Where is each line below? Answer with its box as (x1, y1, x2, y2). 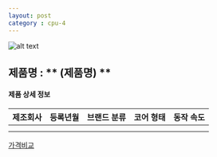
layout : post (8, 11, 52, 20)
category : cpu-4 (8, 19, 66, 27)
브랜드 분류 (86, 112, 126, 124)
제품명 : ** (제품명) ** (8, 65, 112, 80)
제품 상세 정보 (8, 89, 50, 100)
